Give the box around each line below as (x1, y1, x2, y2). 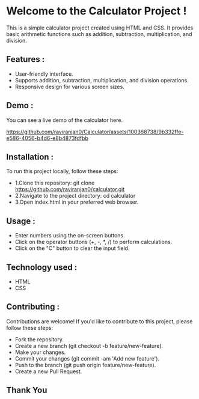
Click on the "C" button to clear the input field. (14, 245, 130, 252)
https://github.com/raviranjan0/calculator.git (14, 186, 125, 193)
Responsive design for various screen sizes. (14, 83, 124, 90)
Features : (6, 54, 45, 64)
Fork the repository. (14, 335, 64, 343)
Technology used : (6, 262, 78, 272)
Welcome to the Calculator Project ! (6, 4, 187, 18)
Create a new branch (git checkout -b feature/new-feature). (14, 342, 164, 349)
